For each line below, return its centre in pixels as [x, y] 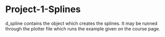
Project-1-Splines [43, 9]
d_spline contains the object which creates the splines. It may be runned [81, 23]
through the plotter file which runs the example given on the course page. [83, 28]
